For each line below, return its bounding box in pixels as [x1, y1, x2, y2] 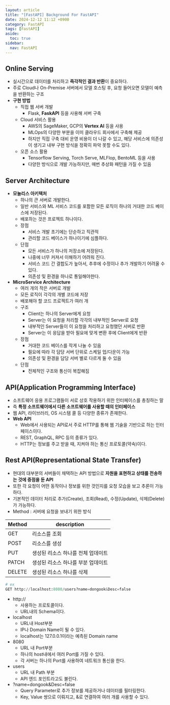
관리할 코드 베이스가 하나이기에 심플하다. [27, 235, 108, 241]
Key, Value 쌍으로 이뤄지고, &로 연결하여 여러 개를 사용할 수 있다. [20, 694, 150, 700]
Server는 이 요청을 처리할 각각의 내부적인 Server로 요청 [27, 317, 139, 323]
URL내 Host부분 [20, 620, 53, 626]
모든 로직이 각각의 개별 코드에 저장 [20, 292, 89, 298]
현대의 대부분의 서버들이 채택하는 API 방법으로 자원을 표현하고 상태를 [12, 470, 149, 476]
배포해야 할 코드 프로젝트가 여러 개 [20, 298, 89, 304]
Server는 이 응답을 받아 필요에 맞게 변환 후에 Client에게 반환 [27, 330, 148, 336]
